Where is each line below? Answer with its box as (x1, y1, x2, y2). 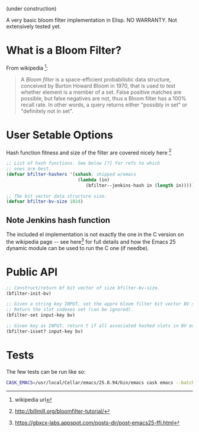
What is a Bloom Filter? (6, 44, 121, 57)
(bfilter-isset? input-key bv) (6, 328, 84, 335)
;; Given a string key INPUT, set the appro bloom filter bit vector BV (6, 301, 190, 307)
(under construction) (6, 5, 57, 12)
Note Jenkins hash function (6, 215, 111, 225)
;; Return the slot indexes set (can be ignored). (6, 307, 134, 313)
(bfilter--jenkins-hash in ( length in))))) (85, 182, 195, 188)
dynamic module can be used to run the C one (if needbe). (6, 244, 149, 251)
